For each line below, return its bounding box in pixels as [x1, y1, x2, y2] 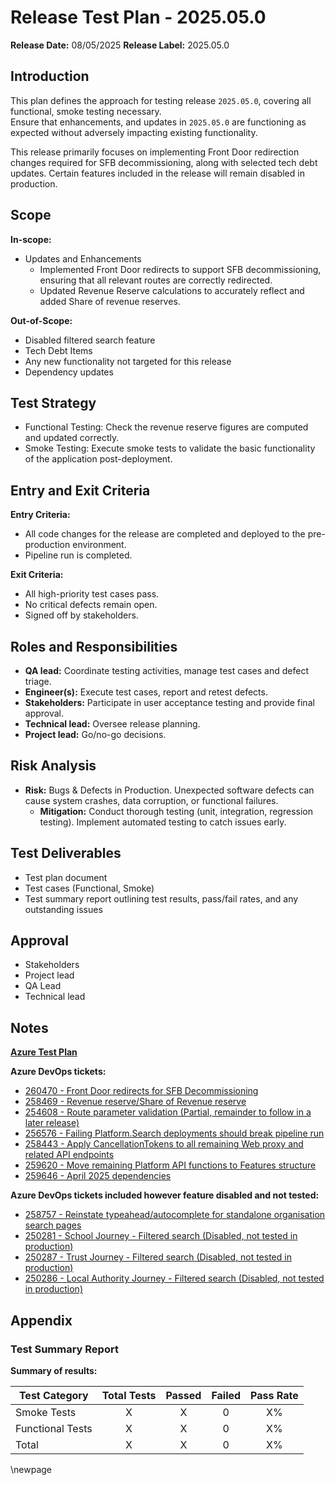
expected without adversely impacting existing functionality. [10, 126, 258, 138]
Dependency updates [24, 366, 114, 378]
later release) [24, 1117, 80, 1129]
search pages [24, 1219, 82, 1231]
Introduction [10, 68, 90, 85]
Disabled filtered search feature [24, 334, 156, 346]
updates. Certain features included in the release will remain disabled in [10, 167, 305, 179]
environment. [72, 539, 127, 551]
